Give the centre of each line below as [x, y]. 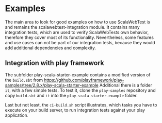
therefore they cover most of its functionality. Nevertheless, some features [80, 37]
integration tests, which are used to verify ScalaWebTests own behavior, [77, 32]
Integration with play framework [55, 63]
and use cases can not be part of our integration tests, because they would [80, 42]
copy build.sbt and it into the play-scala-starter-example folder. [72, 95]
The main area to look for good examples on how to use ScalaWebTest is [78, 22]
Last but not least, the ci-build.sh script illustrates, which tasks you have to [81, 105]
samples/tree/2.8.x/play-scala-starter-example [52, 85]
